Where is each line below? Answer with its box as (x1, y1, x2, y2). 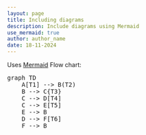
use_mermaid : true (7, 29, 60, 36)
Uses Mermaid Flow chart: (7, 61, 82, 69)
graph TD (7, 74, 36, 82)
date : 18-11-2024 (7, 42, 57, 49)
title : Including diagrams (7, 16, 84, 23)
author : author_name (7, 36, 66, 42)
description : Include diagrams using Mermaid (7, 23, 139, 29)
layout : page (7, 10, 45, 17)
